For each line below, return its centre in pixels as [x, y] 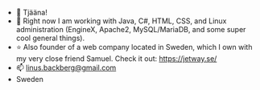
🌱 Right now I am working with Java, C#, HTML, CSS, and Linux [121, 21]
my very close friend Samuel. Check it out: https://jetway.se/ [116, 59]
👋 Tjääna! [32, 12]
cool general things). [50, 38]
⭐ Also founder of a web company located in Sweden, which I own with [134, 47]
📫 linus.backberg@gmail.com [66, 67]
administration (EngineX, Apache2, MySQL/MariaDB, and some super [131, 29]
